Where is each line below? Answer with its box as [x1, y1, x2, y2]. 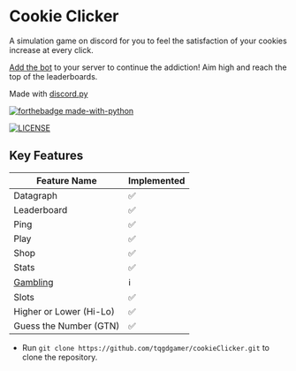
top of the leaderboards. [9, 71, 98, 81]
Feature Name [36, 174, 97, 186]
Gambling [13, 276, 54, 288]
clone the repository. [21, 352, 98, 362]
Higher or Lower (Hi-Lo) [13, 305, 115, 317]
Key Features [9, 148, 84, 163]
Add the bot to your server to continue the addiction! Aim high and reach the [9, 62, 287, 72]
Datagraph [13, 189, 57, 201]
